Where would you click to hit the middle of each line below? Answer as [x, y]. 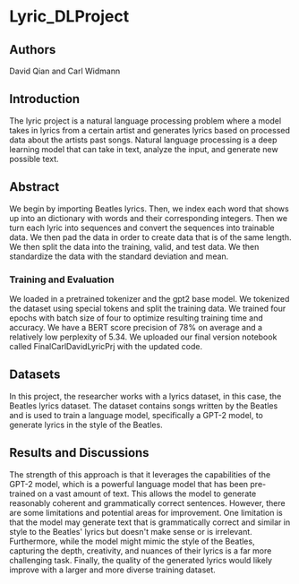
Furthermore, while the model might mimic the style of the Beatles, [132, 541]
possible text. [34, 159]
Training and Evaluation [62, 279]
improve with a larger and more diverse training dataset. [113, 570]
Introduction [45, 99]
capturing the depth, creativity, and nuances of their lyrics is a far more [141, 550]
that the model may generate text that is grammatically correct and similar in [150, 522]
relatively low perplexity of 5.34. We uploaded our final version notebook [143, 337]
